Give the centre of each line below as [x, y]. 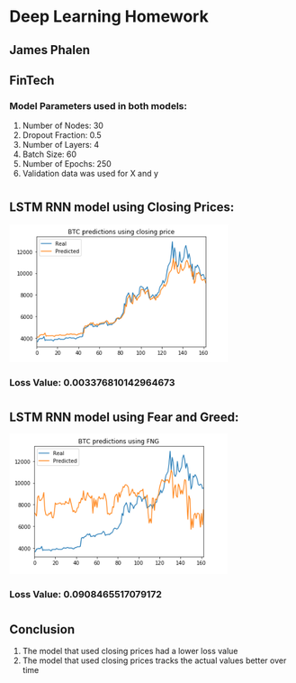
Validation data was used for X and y [90, 174]
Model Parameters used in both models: [98, 105]
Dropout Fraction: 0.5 [62, 135]
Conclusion [42, 629]
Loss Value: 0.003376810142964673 [92, 382]
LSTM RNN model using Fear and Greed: [124, 417]
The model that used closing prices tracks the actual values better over [154, 660]
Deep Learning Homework [109, 17]
